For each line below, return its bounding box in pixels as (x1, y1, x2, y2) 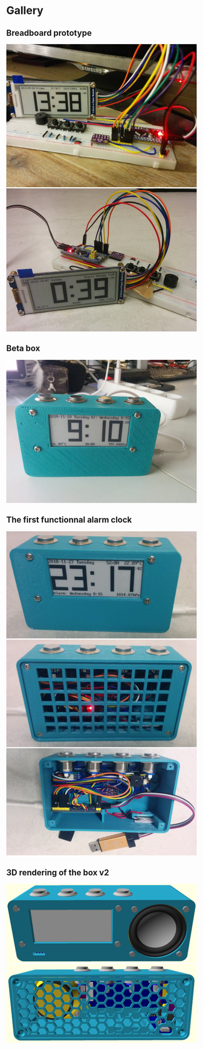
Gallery (6, 4, 43, 18)
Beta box (6, 343, 40, 354)
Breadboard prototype (6, 28, 92, 38)
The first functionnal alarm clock (6, 515, 132, 525)
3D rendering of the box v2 (6, 867, 109, 878)
